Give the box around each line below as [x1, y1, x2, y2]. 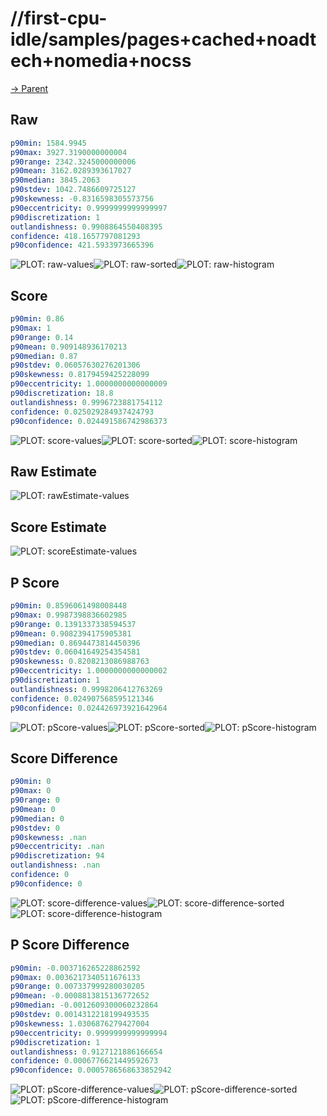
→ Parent [10, 82, 49, 94]
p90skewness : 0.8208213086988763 [10, 657, 150, 667]
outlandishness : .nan [10, 860, 101, 871]
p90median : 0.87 [10, 351, 78, 361]
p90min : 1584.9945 [10, 138, 87, 148]
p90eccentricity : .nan [10, 842, 105, 852]
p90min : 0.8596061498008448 [10, 601, 128, 611]
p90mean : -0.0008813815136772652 [10, 991, 150, 1001]
